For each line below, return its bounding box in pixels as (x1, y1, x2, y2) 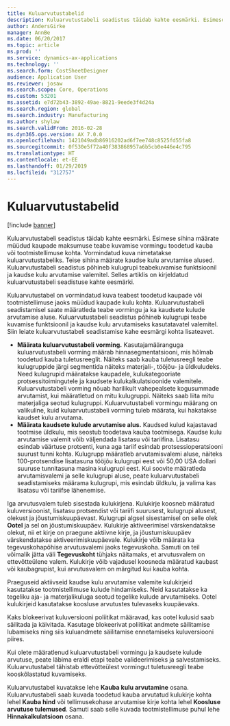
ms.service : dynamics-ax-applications (7, 55, 118, 62)
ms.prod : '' (7, 49, 41, 55)
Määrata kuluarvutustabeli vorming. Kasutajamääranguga (16, 341, 183, 349)
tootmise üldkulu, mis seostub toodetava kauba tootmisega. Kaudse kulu (16, 428, 222, 437)
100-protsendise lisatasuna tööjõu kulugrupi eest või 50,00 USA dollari (16, 457, 216, 465)
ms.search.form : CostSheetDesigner (7, 67, 109, 74)
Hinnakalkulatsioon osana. (7, 712, 84, 721)
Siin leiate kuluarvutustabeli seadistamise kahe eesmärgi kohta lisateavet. (7, 328, 214, 336)
